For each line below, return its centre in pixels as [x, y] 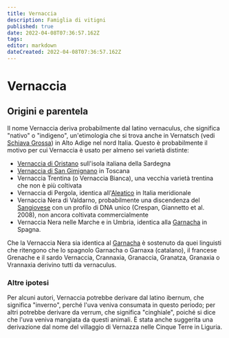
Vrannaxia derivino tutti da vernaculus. [62, 265]
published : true [30, 26]
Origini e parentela [47, 111]
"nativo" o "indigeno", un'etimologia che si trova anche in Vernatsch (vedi [111, 135]
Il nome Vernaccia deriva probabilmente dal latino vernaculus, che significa [113, 128]
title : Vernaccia [32, 13]
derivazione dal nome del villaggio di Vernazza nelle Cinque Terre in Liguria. [115, 327]
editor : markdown [32, 46]
